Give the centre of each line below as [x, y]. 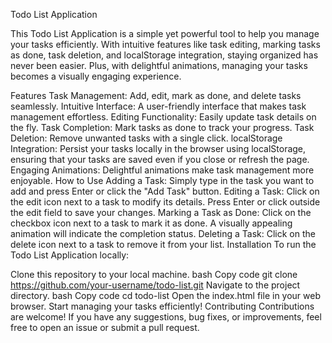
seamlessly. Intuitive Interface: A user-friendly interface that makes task [158, 106]
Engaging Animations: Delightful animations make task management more [162, 170]
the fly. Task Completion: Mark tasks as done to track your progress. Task [162, 127]
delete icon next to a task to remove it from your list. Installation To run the [163, 244]
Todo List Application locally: [70, 255]
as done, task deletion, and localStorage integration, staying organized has [164, 55]
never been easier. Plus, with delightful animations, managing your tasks [159, 65]
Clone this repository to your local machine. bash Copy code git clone [154, 274]
